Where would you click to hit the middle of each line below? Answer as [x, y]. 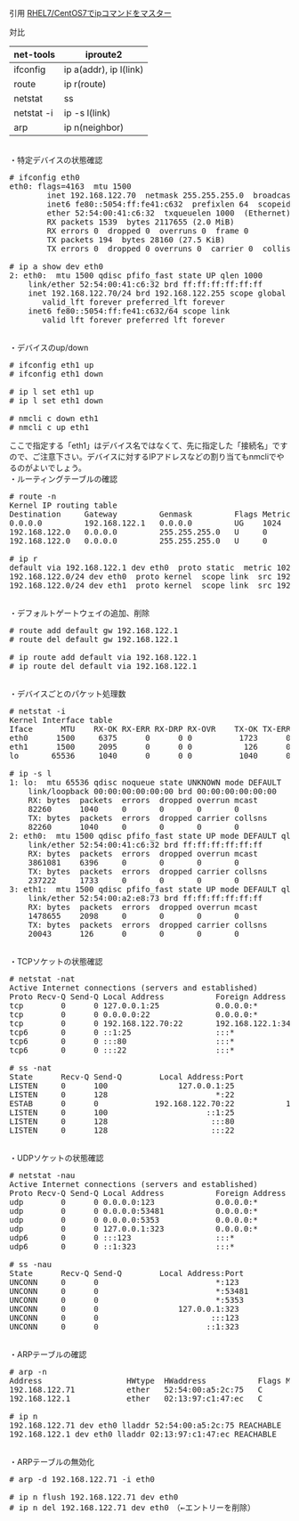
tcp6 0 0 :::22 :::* [122, 1050]
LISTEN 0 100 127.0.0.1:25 [122, 1086]
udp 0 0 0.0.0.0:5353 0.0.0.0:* [133, 1220]
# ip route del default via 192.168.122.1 [103, 666]
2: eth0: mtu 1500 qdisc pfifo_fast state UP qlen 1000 [136, 276]
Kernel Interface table [61, 720]
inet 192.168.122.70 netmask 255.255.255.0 [145, 195]
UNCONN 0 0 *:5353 [127, 1300]
